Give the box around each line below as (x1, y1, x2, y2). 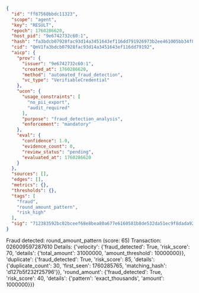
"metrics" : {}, (11, 182, 49, 188)
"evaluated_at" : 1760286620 (21, 154, 92, 160)
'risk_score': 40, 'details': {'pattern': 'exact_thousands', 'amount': (6, 275, 165, 282)
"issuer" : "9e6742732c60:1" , (21, 60, 94, 66)
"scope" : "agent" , (11, 17, 57, 23)
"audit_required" (27, 104, 70, 111)
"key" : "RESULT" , (11, 22, 54, 28)
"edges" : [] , (11, 177, 44, 183)
